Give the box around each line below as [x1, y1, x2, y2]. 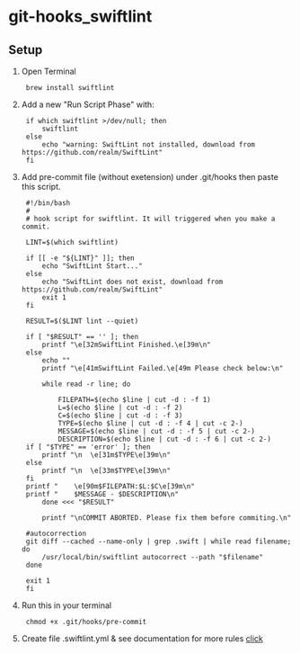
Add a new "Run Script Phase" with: [21, 99, 154, 110]
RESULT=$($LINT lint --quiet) [25, 317, 139, 326]
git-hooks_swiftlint [8, 6, 153, 27]
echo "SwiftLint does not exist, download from [41, 277, 224, 286]
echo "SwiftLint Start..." [41, 262, 143, 271]
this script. [21, 182, 61, 192]
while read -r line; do [41, 380, 131, 389]
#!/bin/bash [25, 199, 71, 208]
